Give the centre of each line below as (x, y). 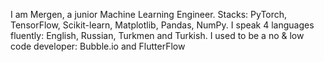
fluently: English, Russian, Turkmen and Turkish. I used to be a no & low (157, 35)
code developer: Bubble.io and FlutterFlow (98, 46)
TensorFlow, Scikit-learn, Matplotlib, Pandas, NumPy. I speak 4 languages (162, 25)
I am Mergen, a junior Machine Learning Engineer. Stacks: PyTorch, (149, 14)
